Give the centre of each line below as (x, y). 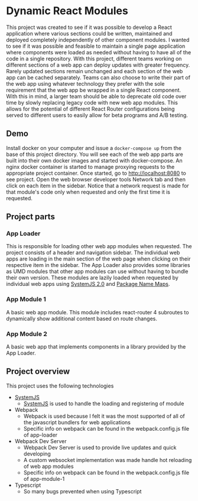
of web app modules (48, 466)
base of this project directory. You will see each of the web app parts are (95, 154)
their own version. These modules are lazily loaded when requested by (92, 278)
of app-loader (40, 435)
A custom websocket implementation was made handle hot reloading (108, 460)
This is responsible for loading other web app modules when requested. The (99, 246)
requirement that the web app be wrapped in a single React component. (94, 90)
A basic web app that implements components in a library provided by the (96, 347)
